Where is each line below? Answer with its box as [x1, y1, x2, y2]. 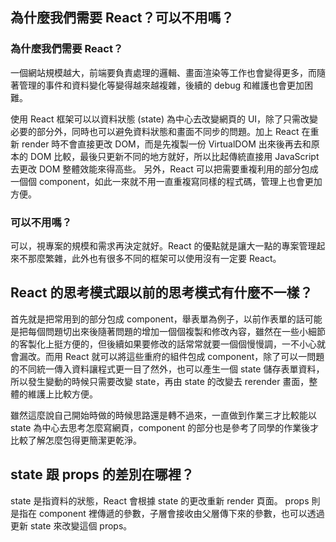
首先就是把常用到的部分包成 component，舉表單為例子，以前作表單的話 [10, 313, 305, 325]
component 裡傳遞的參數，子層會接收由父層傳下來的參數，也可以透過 [38, 507, 325, 519]
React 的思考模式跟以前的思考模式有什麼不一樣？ [10, 284, 313, 302]
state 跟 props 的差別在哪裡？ [10, 466, 195, 483]
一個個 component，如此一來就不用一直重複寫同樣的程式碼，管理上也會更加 [10, 175, 323, 187]
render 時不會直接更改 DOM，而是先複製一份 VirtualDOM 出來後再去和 [21, 138, 312, 150]
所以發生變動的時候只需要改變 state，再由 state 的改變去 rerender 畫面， [10, 375, 310, 387]
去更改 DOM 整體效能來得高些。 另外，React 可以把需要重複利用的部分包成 [10, 163, 319, 175]
